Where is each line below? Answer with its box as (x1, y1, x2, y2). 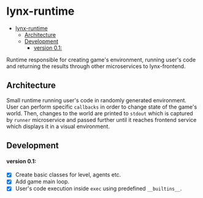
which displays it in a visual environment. (6, 123, 110, 130)
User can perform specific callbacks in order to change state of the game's (6, 103, 197, 110)
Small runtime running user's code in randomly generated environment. (6, 96, 187, 104)
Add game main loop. (15, 178, 69, 185)
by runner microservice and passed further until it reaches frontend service (6, 116, 197, 123)
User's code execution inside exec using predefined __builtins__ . (15, 185, 182, 192)
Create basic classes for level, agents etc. (15, 171, 121, 178)
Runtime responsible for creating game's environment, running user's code (6, 56, 196, 63)
